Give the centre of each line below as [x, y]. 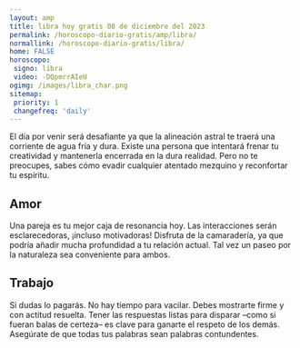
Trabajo [32, 283]
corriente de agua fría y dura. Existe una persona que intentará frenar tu [144, 146]
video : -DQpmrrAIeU [50, 77]
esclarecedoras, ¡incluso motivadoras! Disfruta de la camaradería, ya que [146, 235]
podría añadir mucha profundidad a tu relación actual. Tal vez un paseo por [150, 245]
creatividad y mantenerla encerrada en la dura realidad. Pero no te [134, 156]
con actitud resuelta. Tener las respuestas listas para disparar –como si [143, 314]
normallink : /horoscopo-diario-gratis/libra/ [97, 43]
